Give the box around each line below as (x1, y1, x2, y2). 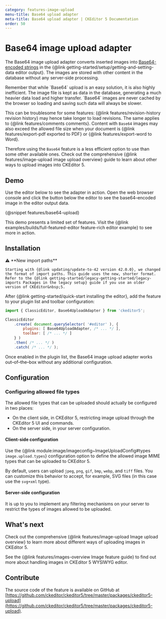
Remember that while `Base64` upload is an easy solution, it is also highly (5, 85, 155, 90)
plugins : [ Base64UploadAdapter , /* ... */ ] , (23, 326, 121, 331)
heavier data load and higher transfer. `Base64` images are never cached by (5, 95, 161, 101)
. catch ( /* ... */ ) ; (14, 345, 58, 350)
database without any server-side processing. (5, 75, 99, 81)
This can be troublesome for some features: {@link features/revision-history (5, 110, 161, 116)
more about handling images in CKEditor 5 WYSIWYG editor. (5, 559, 128, 565)
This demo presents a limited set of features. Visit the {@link (5, 219, 129, 225)
